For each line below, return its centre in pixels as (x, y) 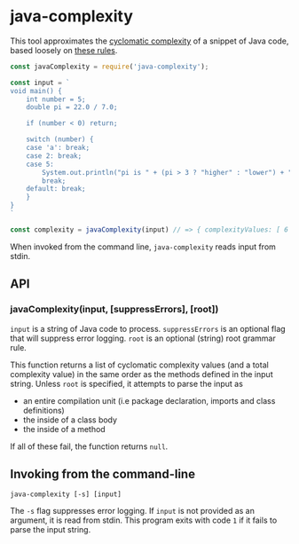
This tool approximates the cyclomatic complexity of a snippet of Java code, (149, 41)
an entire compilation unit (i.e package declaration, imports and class (149, 400)
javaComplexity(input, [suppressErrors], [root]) (114, 310)
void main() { (36, 91)
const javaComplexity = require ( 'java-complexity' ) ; (110, 67)
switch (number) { (60, 139)
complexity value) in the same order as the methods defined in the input (142, 374)
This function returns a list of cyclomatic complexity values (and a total (139, 365)
